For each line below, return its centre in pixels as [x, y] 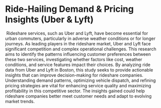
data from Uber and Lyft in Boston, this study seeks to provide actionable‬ [79, 70]
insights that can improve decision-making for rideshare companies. [74, 75]
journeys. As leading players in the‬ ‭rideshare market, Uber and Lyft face [78, 43]
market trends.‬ [20, 101]
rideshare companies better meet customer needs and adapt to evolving [78, 96]
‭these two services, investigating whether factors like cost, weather [74, 59]
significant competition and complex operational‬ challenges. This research [81, 49]
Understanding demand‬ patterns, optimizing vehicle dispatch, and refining [80, 80]
